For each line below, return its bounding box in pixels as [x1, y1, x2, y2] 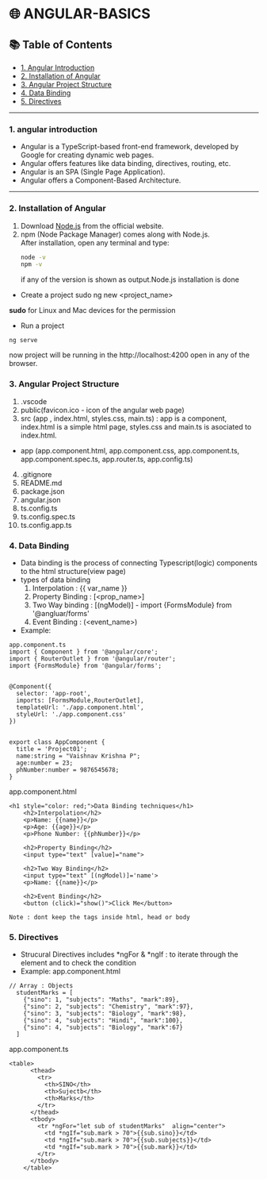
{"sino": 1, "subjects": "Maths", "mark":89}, [23, 996, 180, 1004]
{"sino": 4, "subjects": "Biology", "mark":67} [23, 1023, 183, 1032]
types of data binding [20, 575, 91, 584]
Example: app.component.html [20, 966, 121, 977]
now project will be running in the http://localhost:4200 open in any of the [9, 350, 250, 360]
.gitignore [20, 469, 52, 479]
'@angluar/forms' [32, 608, 90, 618]
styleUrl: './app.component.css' [16, 710, 127, 719]
